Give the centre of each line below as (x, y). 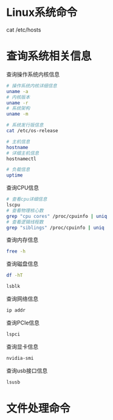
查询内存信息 (22, 240)
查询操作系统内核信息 (33, 74)
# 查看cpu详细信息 (27, 199)
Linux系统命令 (42, 12)
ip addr (16, 310)
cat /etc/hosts (24, 30)
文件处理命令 (39, 408)
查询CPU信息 (23, 188)
